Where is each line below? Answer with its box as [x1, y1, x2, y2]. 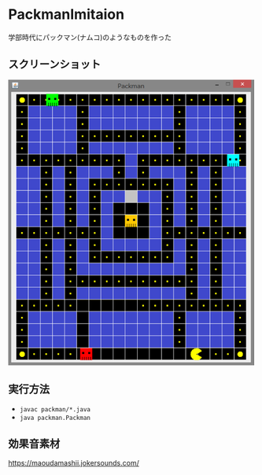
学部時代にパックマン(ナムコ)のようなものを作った [8, 32, 172, 42]
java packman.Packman [19, 414, 90, 422]
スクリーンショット [8, 57, 101, 72]
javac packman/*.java [19, 405, 90, 414]
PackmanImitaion [8, 6, 124, 24]
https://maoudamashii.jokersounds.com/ [8, 458, 139, 468]
